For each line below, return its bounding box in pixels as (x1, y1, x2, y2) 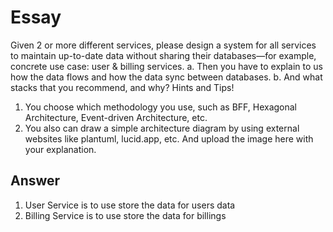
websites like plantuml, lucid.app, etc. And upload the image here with (24, 132, 314, 145)
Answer (10, 172, 61, 190)
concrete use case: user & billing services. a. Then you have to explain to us (10, 60, 323, 72)
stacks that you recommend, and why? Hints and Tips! (10, 81, 235, 93)
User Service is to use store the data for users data (24, 199, 236, 211)
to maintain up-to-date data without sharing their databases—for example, (10, 49, 317, 61)
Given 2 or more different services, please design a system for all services (10, 39, 317, 51)
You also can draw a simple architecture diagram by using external (24, 122, 300, 134)
